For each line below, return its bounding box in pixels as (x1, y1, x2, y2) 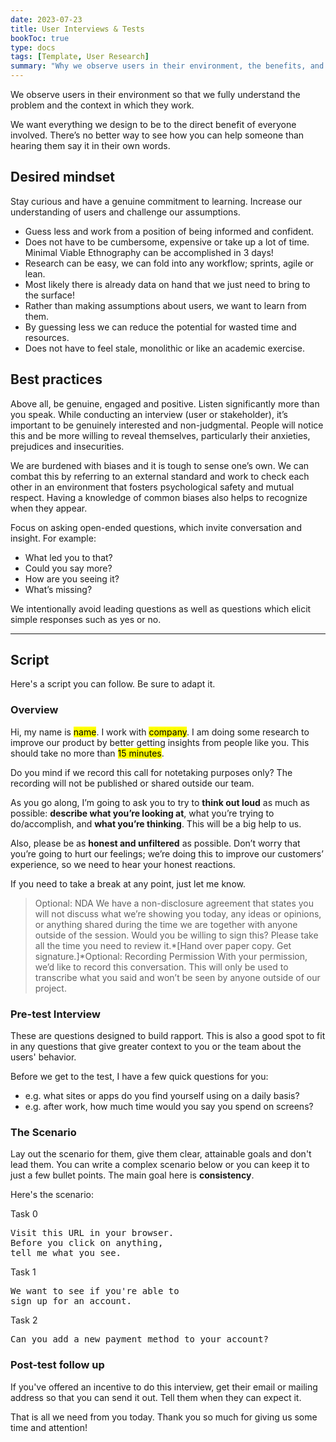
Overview (10, 703, 59, 717)
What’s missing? (24, 583, 93, 595)
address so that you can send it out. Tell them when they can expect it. (10, 1391, 302, 1403)
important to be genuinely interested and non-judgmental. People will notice (10, 419, 324, 431)
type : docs (10, 42, 56, 53)
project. (34, 982, 67, 994)
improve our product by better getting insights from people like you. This (10, 736, 310, 748)
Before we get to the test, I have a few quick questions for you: (10, 1071, 269, 1083)
